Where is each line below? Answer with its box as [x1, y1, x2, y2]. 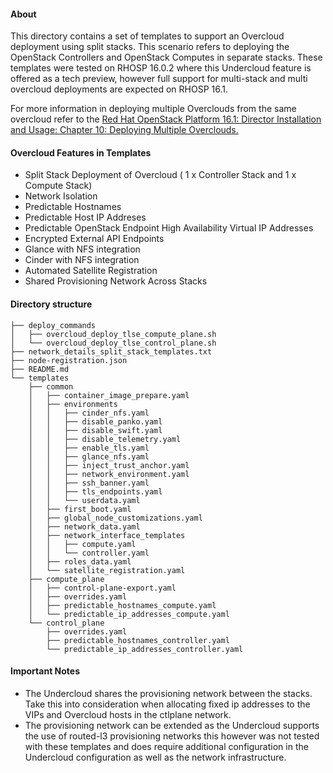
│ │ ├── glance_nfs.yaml [28, 451, 150, 462]
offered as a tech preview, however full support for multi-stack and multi [10, 73, 308, 85]
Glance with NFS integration [24, 243, 141, 255]
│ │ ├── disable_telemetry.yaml [28, 434, 182, 444]
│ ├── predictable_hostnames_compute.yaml [28, 600, 217, 610]
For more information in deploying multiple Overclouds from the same [10, 103, 297, 115]
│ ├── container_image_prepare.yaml [28, 390, 190, 400]
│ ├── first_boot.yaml [28, 504, 132, 514]
